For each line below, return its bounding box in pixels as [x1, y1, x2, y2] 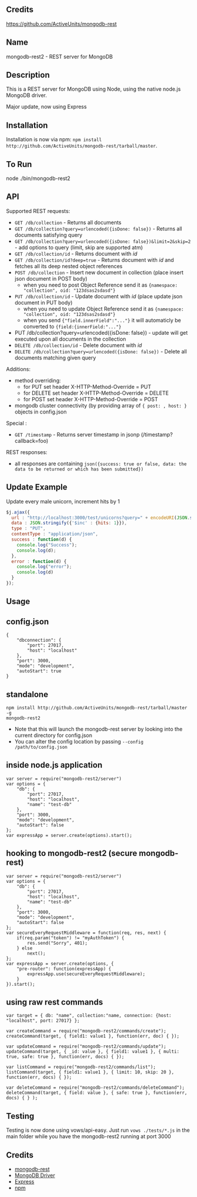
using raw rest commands [6, 997, 103, 1007]
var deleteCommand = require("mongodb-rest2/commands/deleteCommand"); [6, 1085, 185, 1091]
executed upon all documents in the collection [14, 335, 126, 342]
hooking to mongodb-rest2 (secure [6, 848, 138, 858]
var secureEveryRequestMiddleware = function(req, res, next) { [6, 929, 167, 936]
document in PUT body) [14, 299, 73, 306]
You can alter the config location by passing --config [14, 738, 144, 745]
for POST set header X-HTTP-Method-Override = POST [23, 395, 158, 402]
